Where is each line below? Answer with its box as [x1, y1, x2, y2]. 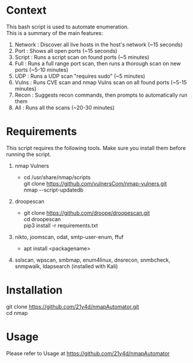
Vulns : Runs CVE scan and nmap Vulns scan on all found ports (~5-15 [14, 78, 187, 86]
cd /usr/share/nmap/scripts [23, 173, 91, 181]
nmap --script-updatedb [23, 186, 84, 193]
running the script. [6, 151, 52, 158]
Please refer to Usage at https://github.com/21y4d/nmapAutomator [6, 349, 170, 356]
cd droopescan [23, 215, 61, 222]
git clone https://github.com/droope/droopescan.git [23, 209, 150, 216]
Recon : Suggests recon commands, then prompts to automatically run [14, 91, 188, 98]
